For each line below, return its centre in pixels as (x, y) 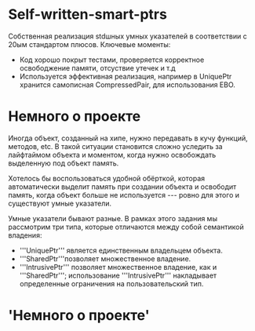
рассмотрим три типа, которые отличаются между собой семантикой (126, 227)
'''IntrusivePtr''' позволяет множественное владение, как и (118, 267)
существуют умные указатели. (60, 203)
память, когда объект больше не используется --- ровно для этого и (124, 195)
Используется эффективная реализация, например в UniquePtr (126, 76)
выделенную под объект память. (64, 163)
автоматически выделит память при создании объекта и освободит (122, 187)
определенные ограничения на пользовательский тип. (111, 283)
